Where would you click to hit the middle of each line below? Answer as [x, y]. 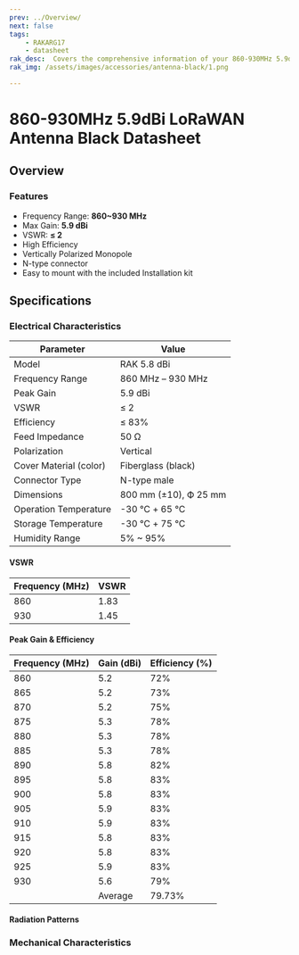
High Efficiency [50, 244]
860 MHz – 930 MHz [164, 378]
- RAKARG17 [45, 42]
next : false [31, 26]
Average [115, 895]
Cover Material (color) [60, 466]
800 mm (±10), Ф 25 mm [173, 494]
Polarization [39, 452]
